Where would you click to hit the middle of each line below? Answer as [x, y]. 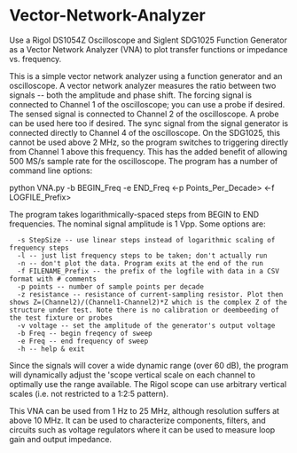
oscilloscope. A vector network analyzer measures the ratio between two [143, 85]
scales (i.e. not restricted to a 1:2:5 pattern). [89, 393]
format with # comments [53, 279]
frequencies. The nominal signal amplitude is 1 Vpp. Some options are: [137, 224]
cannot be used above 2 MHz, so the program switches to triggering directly [149, 142]
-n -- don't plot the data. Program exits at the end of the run [141, 263]
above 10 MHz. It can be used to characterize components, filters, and [137, 420]
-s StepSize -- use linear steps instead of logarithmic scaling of [146, 240]
